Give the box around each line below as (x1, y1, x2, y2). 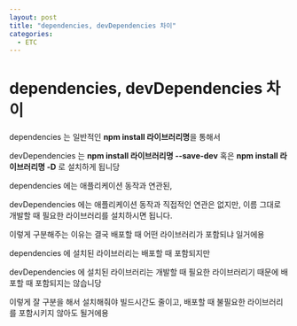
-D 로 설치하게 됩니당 (46, 161, 121, 173)
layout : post (9, 12, 58, 22)
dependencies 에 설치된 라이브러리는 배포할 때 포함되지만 (9, 248, 211, 259)
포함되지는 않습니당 (35, 278, 102, 289)
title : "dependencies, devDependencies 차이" (9, 21, 177, 30)
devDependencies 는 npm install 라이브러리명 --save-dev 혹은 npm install (9, 151, 278, 161)
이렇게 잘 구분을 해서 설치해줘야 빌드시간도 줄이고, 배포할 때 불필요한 (9, 297, 246, 307)
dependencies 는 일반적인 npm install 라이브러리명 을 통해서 (9, 132, 221, 143)
